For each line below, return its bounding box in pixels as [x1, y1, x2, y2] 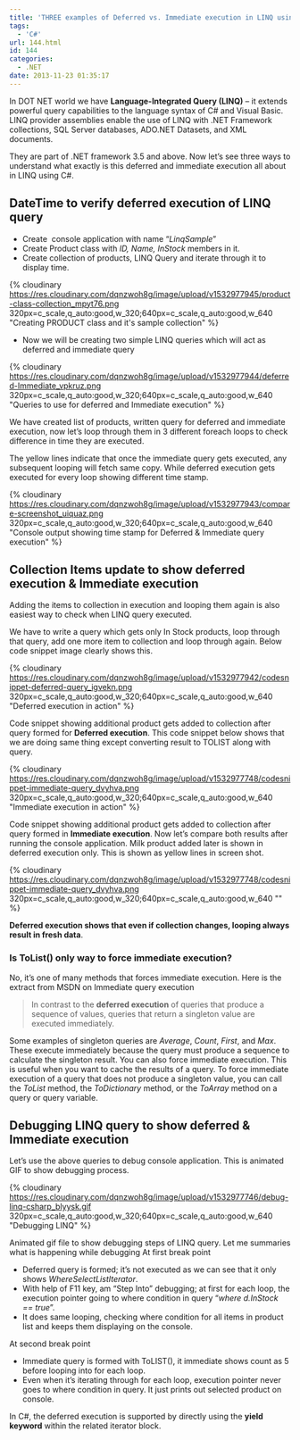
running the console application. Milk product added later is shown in [9, 838, 263, 849]
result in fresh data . [9, 929, 83, 940]
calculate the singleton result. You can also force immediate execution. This [9, 1054, 287, 1065]
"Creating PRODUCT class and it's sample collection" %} [9, 317, 219, 328]
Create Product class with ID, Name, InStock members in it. [21, 243, 240, 254]
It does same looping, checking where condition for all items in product [21, 1311, 284, 1322]
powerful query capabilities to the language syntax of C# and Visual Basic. [9, 104, 284, 116]
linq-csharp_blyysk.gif [9, 1202, 92, 1212]
